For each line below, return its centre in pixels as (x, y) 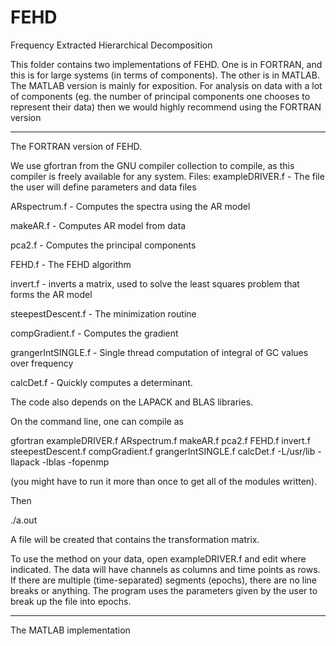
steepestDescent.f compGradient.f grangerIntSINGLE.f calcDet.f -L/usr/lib (163, 451)
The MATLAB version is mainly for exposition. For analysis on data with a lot (166, 85)
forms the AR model (51, 294)
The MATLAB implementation (70, 630)
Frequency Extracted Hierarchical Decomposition (111, 45)
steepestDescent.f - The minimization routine (103, 313)
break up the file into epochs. (71, 601)
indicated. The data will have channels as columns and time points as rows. (165, 569)
